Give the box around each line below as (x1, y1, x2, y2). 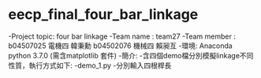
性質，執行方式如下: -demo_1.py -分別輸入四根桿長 (8, 61, 172, 70)
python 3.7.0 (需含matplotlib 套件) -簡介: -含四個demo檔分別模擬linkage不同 (8, 50, 254, 60)
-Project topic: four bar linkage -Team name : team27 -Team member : (8, 32, 237, 41)
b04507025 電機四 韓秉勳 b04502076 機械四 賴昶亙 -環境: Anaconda (8, 41, 233, 50)
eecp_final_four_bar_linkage (8, 6, 199, 24)
